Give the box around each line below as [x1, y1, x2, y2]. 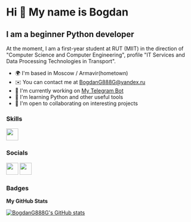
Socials [6, 149, 28, 157]
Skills [6, 115, 23, 123]
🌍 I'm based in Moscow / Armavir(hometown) [14, 70, 128, 76]
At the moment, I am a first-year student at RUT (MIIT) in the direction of [6, 45, 184, 52]
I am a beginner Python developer [6, 29, 134, 39]
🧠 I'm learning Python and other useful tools [14, 94, 124, 100]
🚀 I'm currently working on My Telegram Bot [14, 87, 124, 94]
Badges [6, 184, 29, 192]
